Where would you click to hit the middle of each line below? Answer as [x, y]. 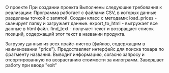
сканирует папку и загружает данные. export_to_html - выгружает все [81, 23]
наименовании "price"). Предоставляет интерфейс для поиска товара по [85, 49]
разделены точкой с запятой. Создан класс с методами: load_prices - [81, 18]
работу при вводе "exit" [31, 65]
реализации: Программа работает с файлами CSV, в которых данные [81, 13]
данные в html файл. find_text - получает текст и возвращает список [80, 29]
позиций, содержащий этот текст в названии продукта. [65, 34]
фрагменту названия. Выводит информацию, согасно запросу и [75, 54]
